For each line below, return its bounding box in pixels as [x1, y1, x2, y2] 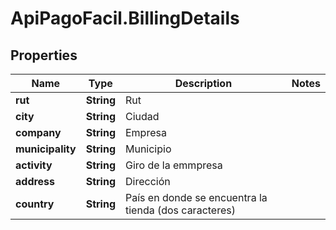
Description [174, 77, 233, 90]
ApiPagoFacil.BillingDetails [10, 7, 240, 30]
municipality [15, 142, 77, 156]
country [15, 197, 55, 211]
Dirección [124, 175, 171, 188]
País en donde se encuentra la [124, 191, 268, 204]
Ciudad [124, 110, 160, 123]
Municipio [124, 142, 172, 156]
